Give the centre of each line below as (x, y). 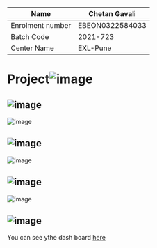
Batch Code (30, 37)
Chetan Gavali (112, 14)
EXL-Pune (94, 48)
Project (28, 79)
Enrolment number (41, 25)
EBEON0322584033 (112, 25)
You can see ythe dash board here (57, 238)
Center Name (32, 48)
